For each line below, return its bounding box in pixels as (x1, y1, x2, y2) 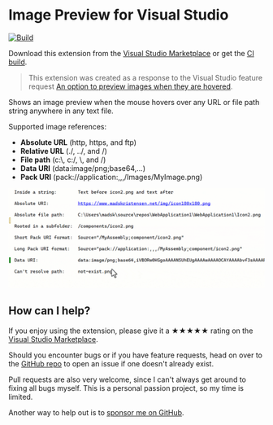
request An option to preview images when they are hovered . (28, 81, 233, 91)
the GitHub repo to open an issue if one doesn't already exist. (8, 358, 214, 368)
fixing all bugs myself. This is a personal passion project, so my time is (8, 383, 244, 392)
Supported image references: (8, 121, 107, 131)
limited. (8, 392, 33, 401)
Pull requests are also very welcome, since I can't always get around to (8, 375, 246, 384)
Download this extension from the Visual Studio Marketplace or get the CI (8, 48, 254, 58)
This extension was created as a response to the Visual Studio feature (28, 72, 262, 82)
